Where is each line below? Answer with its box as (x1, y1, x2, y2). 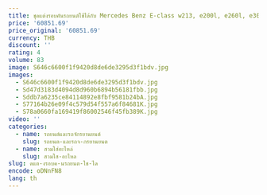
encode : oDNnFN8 (8, 167, 62, 175)
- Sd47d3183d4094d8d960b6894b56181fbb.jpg (15, 85, 158, 94)
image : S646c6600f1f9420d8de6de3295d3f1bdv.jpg (8, 64, 169, 72)
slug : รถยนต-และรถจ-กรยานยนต (22, 137, 108, 146)
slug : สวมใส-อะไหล (22, 152, 77, 160)
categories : (8, 123, 48, 131)
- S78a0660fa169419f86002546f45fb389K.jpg (15, 108, 158, 116)
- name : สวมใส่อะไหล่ (15, 145, 73, 153)
